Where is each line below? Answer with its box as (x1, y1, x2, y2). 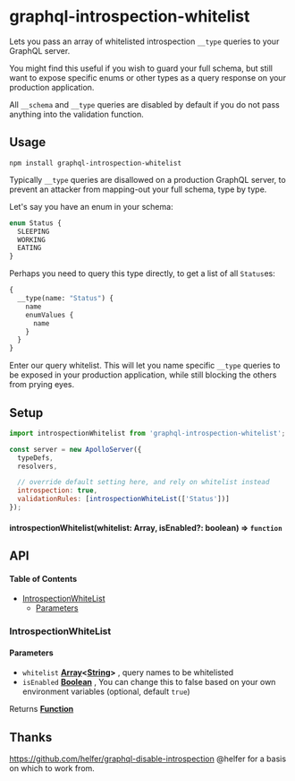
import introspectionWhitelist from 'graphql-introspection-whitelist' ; (9, 429, 286, 438)
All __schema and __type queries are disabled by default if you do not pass (9, 99, 280, 109)
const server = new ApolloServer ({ (9, 445, 142, 454)
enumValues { (25, 310, 74, 319)
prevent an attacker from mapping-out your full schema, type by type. (9, 184, 267, 195)
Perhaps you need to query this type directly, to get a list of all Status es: (9, 268, 275, 279)
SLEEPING (17, 227, 50, 236)
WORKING (17, 235, 46, 244)
